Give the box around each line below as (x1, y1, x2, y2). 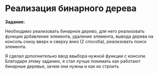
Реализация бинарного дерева (5, 3, 137, 14)
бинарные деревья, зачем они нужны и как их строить (5, 63, 119, 69)
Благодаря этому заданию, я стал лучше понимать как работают (5, 58, 141, 64)
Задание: (5, 19, 25, 25)
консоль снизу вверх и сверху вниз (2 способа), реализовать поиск (5, 38, 147, 44)
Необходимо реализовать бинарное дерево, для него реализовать (5, 28, 145, 34)
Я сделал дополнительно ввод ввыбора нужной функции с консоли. (5, 53, 147, 59)
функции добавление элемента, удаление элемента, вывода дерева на (5, 33, 154, 39)
